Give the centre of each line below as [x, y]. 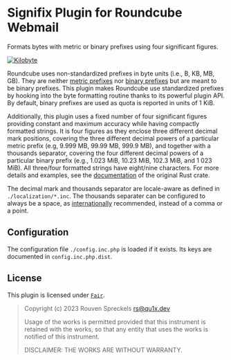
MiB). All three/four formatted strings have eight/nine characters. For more [113, 168]
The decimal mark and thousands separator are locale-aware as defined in [113, 188]
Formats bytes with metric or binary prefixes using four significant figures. [113, 46]
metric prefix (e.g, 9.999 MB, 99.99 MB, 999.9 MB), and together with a [109, 145]
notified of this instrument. [62, 336]
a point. [18, 210]
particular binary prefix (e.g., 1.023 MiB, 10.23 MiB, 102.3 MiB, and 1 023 [110, 160]
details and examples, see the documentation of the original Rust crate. [109, 175]
